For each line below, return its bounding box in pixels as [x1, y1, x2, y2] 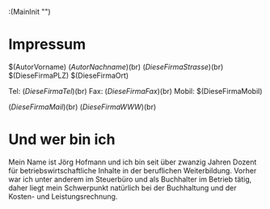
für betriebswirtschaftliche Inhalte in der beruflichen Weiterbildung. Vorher [8, 165, 257, 175]
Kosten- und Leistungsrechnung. [8, 191, 118, 201]
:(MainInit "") [8, 7, 51, 16]
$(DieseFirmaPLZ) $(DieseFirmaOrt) [8, 70, 129, 80]
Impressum [8, 36, 86, 53]
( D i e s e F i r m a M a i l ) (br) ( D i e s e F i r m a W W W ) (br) [8, 101, 157, 112]
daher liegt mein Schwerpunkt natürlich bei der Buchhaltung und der [8, 182, 237, 193]
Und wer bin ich [8, 130, 116, 149]
